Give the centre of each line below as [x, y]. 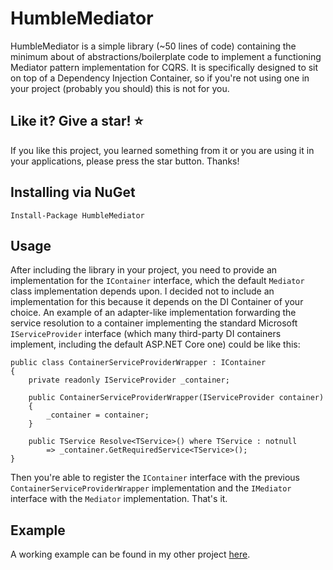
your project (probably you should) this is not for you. [120, 88]
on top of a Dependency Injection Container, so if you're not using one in [160, 78]
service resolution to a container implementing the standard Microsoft [154, 323]
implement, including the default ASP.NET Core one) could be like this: [155, 344]
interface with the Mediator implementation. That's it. [119, 499]
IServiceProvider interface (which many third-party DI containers [146, 334]
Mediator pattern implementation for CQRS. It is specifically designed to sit [164, 67]
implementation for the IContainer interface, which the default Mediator [157, 281]
